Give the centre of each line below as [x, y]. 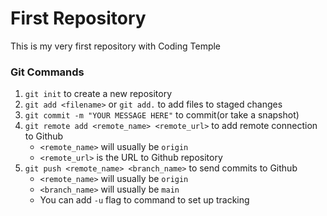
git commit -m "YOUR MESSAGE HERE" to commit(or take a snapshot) [162, 115]
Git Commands [47, 72]
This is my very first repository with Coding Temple [116, 46]
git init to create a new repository [98, 94]
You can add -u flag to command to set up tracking [144, 200]
